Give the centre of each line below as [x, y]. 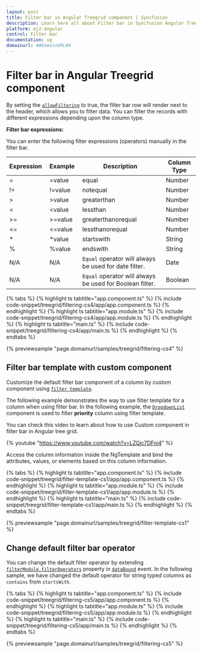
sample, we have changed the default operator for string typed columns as [99, 575]
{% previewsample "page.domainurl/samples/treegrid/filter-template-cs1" [98, 523]
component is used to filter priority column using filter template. [86, 413]
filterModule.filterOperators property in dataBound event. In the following [99, 569]
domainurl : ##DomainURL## [38, 46]
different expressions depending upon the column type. [75, 118]
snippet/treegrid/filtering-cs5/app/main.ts [58, 626]
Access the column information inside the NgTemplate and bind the [90, 454]
